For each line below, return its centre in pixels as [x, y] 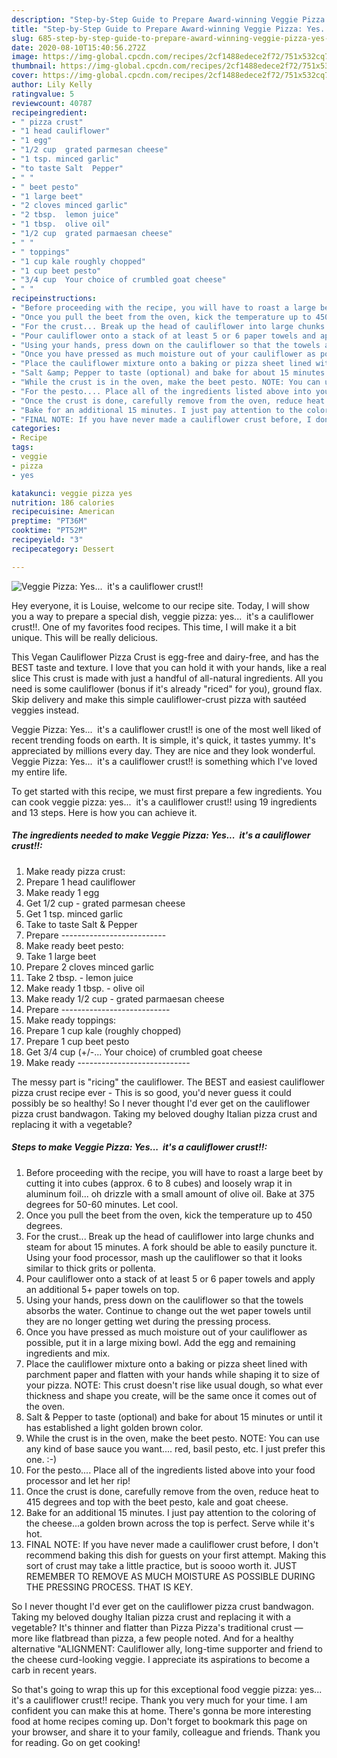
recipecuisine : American [63, 512]
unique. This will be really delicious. [85, 637]
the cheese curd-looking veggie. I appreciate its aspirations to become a [161, 1659]
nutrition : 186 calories [63, 502]
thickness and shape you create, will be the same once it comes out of [171, 1395]
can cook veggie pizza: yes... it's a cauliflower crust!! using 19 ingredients [164, 802]
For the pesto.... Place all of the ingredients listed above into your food [170, 1470]
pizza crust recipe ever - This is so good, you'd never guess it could [151, 1092]
